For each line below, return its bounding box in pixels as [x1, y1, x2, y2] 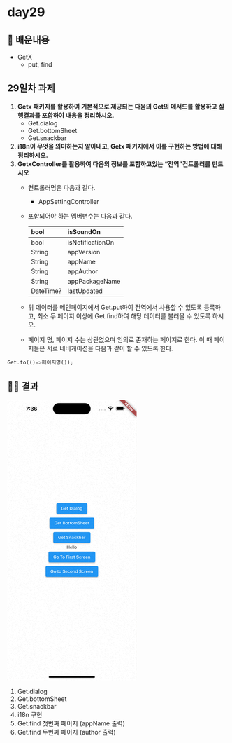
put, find [27, 60, 52, 69]
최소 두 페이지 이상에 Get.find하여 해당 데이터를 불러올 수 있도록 [37, 312, 211, 320]
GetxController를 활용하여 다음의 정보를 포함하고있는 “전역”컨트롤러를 [17, 159, 211, 168]
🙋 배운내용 [7, 34, 50, 46]
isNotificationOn [67, 238, 114, 246]
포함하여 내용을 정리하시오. [41, 111, 115, 119]
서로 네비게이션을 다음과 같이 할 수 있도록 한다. [46, 344, 173, 353]
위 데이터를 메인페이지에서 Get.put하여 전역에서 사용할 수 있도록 [27, 303, 203, 312]
